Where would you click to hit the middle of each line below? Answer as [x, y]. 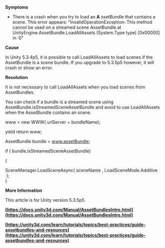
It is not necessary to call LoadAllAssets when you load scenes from [75, 87]
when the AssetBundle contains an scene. [48, 112]
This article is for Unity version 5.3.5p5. [45, 200]
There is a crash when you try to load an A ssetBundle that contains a [84, 17]
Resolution [17, 77]
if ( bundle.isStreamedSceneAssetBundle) [48, 151]
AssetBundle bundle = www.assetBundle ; [48, 141]
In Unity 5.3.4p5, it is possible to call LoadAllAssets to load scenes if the [79, 57]
